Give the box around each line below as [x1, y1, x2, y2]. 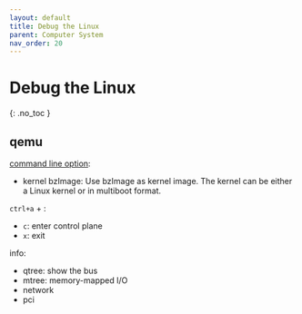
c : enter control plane [22, 221, 103, 231]
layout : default [9, 13, 71, 23]
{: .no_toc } [9, 108, 51, 119]
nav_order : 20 [9, 38, 64, 48]
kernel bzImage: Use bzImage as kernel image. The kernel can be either [22, 176, 293, 186]
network [22, 285, 55, 295]
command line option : [9, 158, 91, 169]
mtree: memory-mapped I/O [22, 275, 128, 286]
